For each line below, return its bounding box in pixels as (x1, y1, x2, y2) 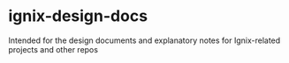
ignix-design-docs (8, 6, 148, 26)
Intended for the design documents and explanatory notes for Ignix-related (8, 35, 281, 45)
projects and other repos (8, 44, 99, 54)
